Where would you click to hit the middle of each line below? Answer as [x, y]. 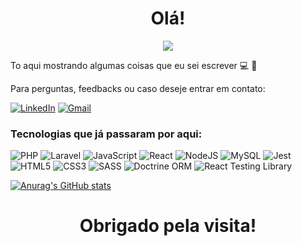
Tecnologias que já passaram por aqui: [106, 134]
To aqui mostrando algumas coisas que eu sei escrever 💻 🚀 [134, 65]
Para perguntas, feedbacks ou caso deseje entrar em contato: [138, 88]
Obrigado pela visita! [168, 226]
